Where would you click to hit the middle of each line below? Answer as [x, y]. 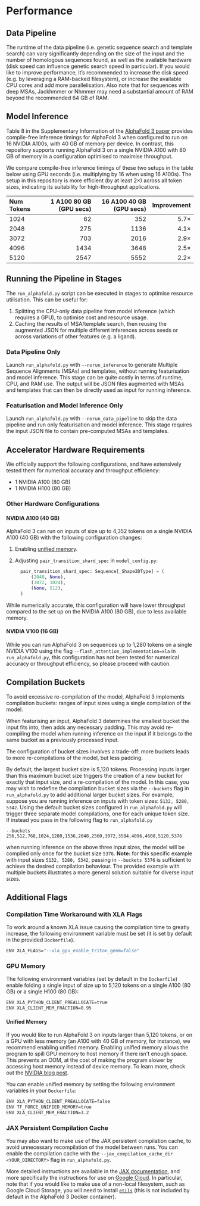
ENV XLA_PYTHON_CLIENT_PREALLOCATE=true [57, 1003]
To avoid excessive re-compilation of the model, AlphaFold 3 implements [95, 697]
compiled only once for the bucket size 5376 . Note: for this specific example [99, 853]
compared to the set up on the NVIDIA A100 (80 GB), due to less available [96, 611]
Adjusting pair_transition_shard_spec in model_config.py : [86, 560]
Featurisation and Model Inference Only [65, 405]
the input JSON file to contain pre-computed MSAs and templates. [87, 431]
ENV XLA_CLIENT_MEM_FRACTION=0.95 [49, 1008]
